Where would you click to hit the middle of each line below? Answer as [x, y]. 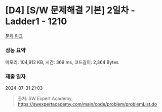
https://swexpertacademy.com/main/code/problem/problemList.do [87, 104]
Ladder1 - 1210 [36, 21]
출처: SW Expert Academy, [45, 98]
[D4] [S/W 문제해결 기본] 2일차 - [70, 10]
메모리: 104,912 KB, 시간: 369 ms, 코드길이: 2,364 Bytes [62, 62]
